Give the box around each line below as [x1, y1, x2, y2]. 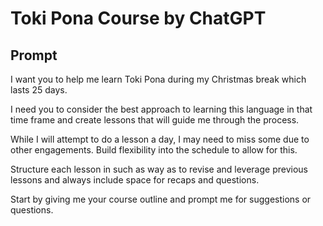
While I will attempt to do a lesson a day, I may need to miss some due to [10, 133, 310, 145]
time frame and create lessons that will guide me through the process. [10, 114, 300, 126]
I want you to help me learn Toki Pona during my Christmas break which [10, 73, 307, 85]
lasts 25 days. [10, 84, 68, 96]
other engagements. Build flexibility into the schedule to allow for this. [10, 144, 298, 156]
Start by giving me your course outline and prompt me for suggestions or [10, 193, 312, 205]
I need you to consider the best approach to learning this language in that [10, 103, 313, 115]
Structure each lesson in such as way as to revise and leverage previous [10, 163, 308, 175]
